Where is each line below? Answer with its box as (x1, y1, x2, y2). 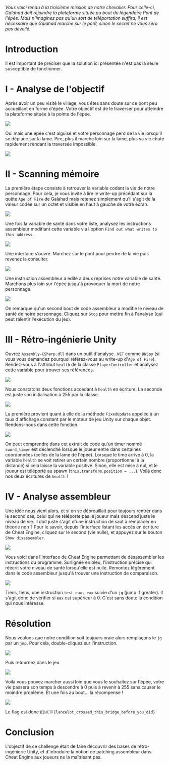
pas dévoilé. (5, 26, 31, 32)
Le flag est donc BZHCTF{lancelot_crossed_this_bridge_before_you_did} (5, 709, 155, 715)
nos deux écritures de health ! (5, 473, 68, 479)
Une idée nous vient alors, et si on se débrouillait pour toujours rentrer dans (5, 508, 162, 514)
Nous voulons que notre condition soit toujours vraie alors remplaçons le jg (5, 634, 162, 640)
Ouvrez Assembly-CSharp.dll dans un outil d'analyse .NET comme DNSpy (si (5, 351, 160, 357)
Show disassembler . (5, 534, 45, 541)
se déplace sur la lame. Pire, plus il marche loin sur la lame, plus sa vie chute (5, 135, 164, 141)
